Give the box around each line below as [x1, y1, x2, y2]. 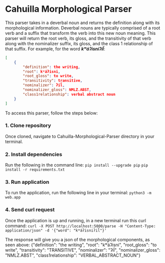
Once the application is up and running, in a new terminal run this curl [5, 217, 146, 223]
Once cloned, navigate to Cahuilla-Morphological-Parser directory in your [5, 133, 155, 139]
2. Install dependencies [5, 151, 63, 158]
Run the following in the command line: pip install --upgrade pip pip [5, 162, 148, 168]
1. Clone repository [5, 122, 51, 129]
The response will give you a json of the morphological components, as [5, 236, 150, 242]
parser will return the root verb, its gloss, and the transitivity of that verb [5, 35, 152, 41]
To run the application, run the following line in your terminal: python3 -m [5, 190, 152, 196]
